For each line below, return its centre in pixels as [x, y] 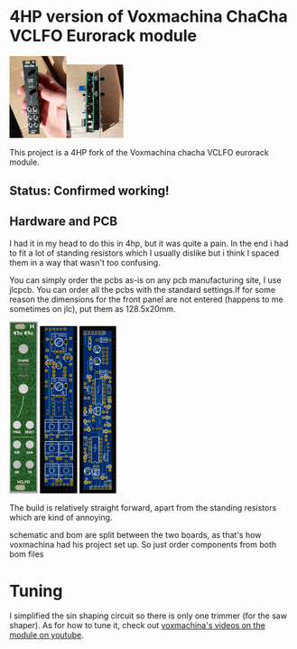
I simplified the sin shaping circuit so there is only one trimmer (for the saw [148, 616]
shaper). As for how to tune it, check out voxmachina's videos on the [138, 625]
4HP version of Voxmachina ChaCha [148, 17]
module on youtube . [46, 635]
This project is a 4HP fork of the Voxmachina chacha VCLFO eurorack [139, 153]
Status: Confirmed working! [89, 190]
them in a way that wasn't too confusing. [85, 262]
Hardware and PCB [64, 222]
